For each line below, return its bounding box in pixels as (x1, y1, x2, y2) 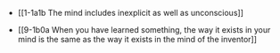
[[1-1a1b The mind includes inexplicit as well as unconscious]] (17, 8, 243, 18)
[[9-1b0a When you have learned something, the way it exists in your (17, 25, 271, 34)
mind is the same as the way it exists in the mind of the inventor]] (17, 34, 257, 44)
